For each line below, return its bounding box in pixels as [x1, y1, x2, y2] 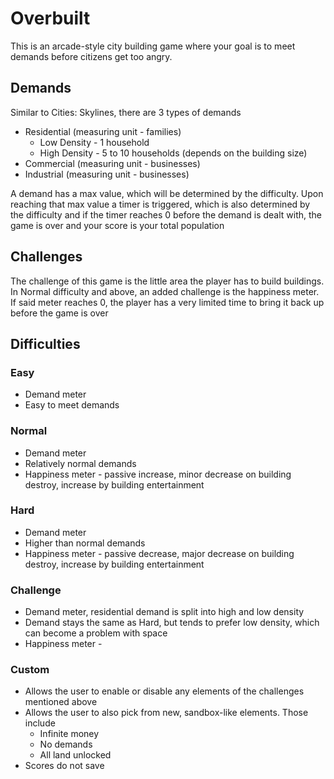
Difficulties [10, 335, 81, 352]
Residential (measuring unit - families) [24, 125, 182, 137]
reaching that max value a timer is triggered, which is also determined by [10, 198, 311, 210]
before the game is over [10, 307, 109, 319]
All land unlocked [39, 749, 112, 761]
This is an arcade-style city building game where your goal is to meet [10, 40, 296, 52]
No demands [39, 738, 93, 751]
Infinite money [39, 728, 100, 740]
